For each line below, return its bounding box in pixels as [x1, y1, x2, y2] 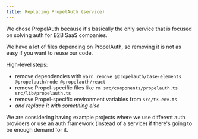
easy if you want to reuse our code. [6, 49, 93, 57]
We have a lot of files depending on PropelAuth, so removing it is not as [6, 43, 181, 50]
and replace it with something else [14, 102, 100, 109]
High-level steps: [6, 61, 48, 68]
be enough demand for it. [6, 126, 68, 133]
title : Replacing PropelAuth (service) [6, 8, 105, 15]
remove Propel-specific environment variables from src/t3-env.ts [14, 95, 178, 103]
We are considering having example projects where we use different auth [6, 113, 186, 121]
